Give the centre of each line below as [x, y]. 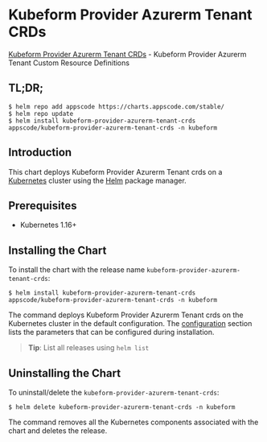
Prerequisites [43, 206]
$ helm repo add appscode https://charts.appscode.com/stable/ [117, 106]
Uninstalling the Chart [65, 373]
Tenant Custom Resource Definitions [69, 63]
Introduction [40, 153]
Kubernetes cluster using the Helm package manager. [97, 180]
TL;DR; [26, 88]
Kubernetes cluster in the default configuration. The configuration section [130, 324]
